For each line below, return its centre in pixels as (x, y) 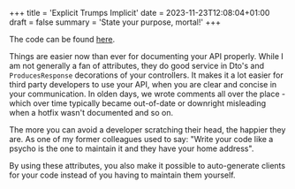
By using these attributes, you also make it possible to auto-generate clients (147, 166)
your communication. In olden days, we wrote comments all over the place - (147, 94)
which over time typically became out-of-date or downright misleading (138, 103)
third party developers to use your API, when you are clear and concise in (143, 84)
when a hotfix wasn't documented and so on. (91, 113)
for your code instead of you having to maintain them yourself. (122, 175)
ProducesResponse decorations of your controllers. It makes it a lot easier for (147, 75)
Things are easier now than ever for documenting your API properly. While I (147, 56)
